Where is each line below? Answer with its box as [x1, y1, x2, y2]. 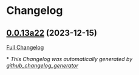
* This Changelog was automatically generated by [6, 56, 133, 62]
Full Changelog [6, 44, 44, 51]
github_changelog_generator [6, 62, 79, 69]
